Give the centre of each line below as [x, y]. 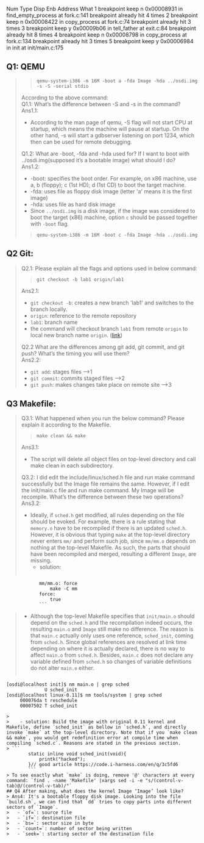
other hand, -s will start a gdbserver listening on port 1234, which [112, 135]
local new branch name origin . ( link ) [76, 335]
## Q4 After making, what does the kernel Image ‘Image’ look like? [95, 791]
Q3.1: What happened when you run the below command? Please [103, 418]
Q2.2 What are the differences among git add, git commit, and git [103, 346]
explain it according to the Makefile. [66, 425]
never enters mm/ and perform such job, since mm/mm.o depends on [113, 541]
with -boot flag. [50, 224]
